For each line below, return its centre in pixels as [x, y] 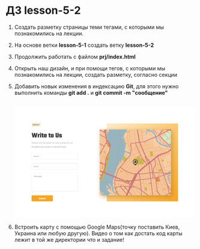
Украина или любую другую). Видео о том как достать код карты [98, 233]
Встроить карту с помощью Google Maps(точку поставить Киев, [97, 227]
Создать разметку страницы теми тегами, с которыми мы [89, 27]
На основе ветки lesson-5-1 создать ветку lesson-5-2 [84, 45]
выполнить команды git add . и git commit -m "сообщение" [91, 92]
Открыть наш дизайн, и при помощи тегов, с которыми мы [90, 68]
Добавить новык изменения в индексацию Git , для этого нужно [96, 86]
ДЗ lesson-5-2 [43, 10]
